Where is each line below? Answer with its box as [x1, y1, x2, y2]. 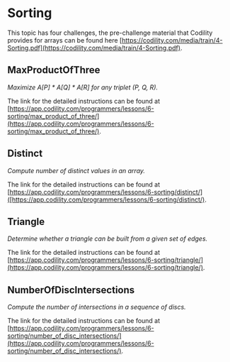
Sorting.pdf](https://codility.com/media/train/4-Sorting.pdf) [7, 43, 181, 52]
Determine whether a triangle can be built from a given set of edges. [7, 234, 208, 243]
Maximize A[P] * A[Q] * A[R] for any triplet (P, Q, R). [7, 83, 158, 92]
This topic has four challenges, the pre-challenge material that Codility [7, 28, 213, 37]
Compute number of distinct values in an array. [7, 166, 146, 175]
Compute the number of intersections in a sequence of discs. [7, 303, 186, 312]
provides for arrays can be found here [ [7, 35, 122, 44]
